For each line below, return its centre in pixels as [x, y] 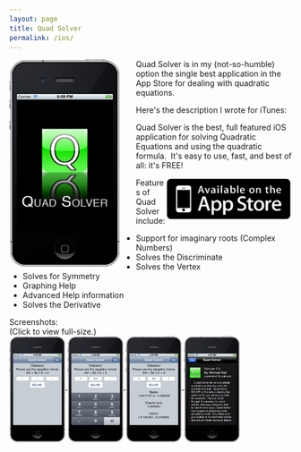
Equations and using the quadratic [199, 147]
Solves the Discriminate [179, 257]
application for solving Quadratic [196, 137]
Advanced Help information [73, 295]
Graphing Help [49, 286]
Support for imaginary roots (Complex [206, 238]
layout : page [34, 19]
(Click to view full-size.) [53, 332]
